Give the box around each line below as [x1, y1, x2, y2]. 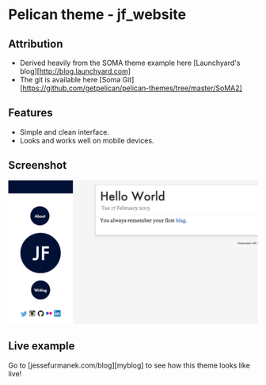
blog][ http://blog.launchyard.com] [19, 67, 131, 76]
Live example [8, 339, 75, 353]
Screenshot [8, 158, 67, 172]
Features [8, 106, 53, 120]
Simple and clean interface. [19, 127, 109, 136]
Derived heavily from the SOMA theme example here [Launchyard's [19, 58, 241, 67]
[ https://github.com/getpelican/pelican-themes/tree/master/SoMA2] [19, 83, 243, 93]
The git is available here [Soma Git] [19, 75, 135, 84]
